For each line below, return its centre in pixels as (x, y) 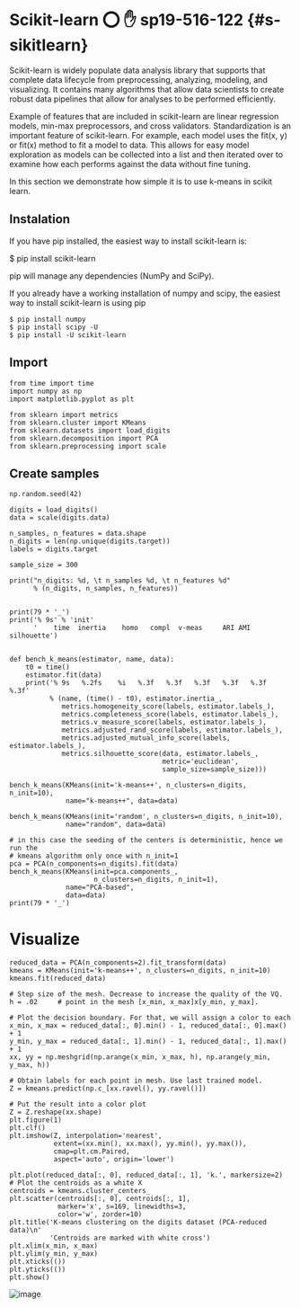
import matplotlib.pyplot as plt (72, 399)
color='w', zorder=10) (100, 1215)
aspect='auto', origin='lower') (114, 1160)
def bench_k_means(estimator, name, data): (92, 660)
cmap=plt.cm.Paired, (92, 1152)
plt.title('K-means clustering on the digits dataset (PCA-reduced (138, 1223)
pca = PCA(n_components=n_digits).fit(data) (94, 864)
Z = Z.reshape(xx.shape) (56, 1112)
